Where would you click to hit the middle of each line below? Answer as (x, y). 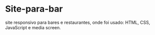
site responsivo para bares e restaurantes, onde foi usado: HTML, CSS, (77, 22)
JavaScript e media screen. (33, 27)
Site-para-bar (34, 9)
